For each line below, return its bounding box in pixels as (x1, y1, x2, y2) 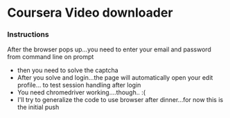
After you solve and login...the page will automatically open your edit (17, 74, 213, 82)
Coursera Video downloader (7, 5, 173, 21)
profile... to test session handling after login (17, 81, 141, 90)
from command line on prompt (7, 53, 94, 61)
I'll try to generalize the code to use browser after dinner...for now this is (17, 96, 224, 104)
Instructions (7, 30, 50, 40)
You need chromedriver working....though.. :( (17, 88, 146, 96)
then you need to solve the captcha (17, 66, 119, 74)
